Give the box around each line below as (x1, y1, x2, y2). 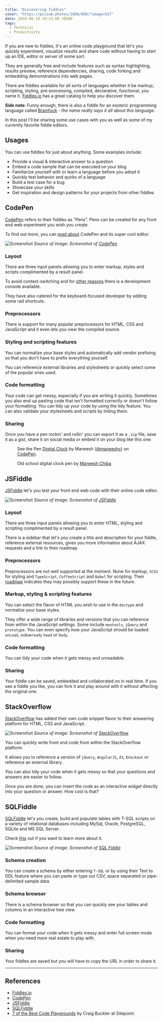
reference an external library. (5, 759, 63, 765)
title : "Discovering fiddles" (5, 7, 66, 12)
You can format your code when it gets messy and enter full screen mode (5, 930, 152, 935)
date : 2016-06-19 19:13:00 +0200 (5, 16, 73, 21)
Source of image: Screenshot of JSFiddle (33, 497, 116, 502)
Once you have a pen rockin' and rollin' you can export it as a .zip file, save (5, 431, 157, 437)
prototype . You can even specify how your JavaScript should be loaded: (5, 627, 149, 632)
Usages (5, 136, 29, 144)
